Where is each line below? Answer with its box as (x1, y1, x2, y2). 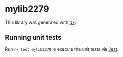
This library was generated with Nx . (5, 19, 76, 25)
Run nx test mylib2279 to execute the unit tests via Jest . (5, 46, 119, 52)
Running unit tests (5, 33, 62, 42)
